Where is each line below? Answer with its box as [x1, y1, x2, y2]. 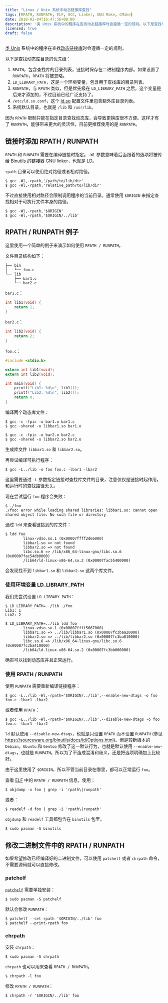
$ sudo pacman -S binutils [5, 826, 61, 831]
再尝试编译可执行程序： [5, 457, 53, 463]
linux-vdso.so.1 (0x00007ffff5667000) [23, 626, 104, 631]
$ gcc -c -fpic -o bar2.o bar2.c [5, 432, 75, 437]
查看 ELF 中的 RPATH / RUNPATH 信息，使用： [5, 777, 95, 784]
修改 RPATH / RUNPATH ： [5, 983, 53, 989]
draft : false [5, 31, 32, 36]
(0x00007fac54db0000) [5, 553, 50, 559]
